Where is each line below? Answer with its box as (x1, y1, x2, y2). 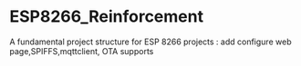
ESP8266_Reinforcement (9, 6, 203, 27)
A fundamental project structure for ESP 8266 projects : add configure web (9, 36, 292, 47)
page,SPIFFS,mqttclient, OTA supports (9, 45, 154, 56)
